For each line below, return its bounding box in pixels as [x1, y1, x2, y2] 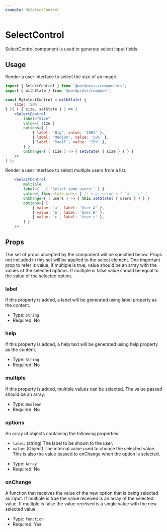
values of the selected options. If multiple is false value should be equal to [5, 267, 159, 273]
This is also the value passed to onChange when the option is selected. [12, 451, 160, 457]
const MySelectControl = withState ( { [5, 97, 87, 102]
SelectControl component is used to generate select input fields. [5, 46, 139, 52]
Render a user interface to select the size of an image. [5, 74, 118, 80]
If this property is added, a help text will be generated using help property [5, 341, 158, 347]
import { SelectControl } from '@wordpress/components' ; [5, 84, 127, 89]
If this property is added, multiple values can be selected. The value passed [5, 386, 162, 392]
